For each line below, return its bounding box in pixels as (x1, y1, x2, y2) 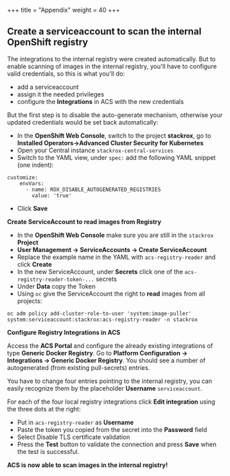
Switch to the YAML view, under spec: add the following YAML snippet (16, 153, 216, 161)
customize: (7, 174, 38, 181)
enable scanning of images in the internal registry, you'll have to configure (7, 62, 218, 70)
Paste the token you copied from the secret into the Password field (16, 425, 207, 433)
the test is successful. (16, 447, 80, 455)
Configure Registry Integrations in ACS (7, 328, 121, 336)
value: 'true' (32, 192, 72, 199)
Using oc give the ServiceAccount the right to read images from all (16, 289, 206, 298)
